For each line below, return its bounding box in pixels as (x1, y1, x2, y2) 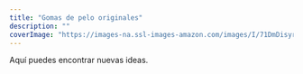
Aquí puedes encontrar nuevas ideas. (9, 55, 149, 66)
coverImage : (9, 30, 54, 39)
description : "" (9, 22, 70, 31)
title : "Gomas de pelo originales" (9, 13, 143, 23)
